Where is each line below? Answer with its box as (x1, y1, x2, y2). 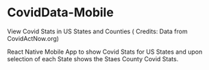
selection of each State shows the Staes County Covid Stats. (7, 54, 179, 63)
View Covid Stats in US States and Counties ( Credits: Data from (7, 27, 188, 35)
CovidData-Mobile (7, 5, 114, 20)
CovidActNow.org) (7, 34, 60, 42)
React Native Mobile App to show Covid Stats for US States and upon (7, 48, 203, 56)
